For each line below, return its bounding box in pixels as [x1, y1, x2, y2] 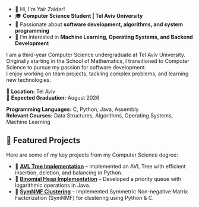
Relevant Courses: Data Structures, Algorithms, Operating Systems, [6, 112, 173, 119]
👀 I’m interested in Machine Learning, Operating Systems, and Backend [14, 33, 193, 40]
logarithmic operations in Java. [14, 181, 91, 189]
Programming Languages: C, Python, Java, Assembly [6, 106, 139, 113]
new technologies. [6, 77, 52, 83]
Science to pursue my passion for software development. [6, 64, 147, 71]
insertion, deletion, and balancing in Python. [14, 169, 123, 176]
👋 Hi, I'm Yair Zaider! [14, 6, 65, 12]
